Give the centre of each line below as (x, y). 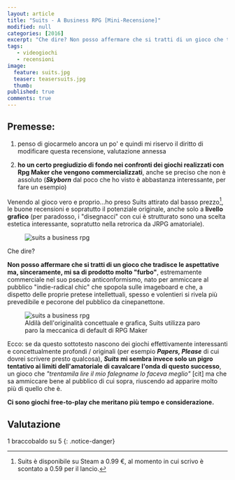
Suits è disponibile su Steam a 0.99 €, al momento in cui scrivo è (111, 461)
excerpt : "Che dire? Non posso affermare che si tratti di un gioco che (115, 40)
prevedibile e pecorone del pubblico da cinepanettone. (86, 302)
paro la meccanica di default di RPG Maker (86, 331)
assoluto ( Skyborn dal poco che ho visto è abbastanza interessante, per (121, 179)
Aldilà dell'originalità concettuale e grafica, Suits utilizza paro (113, 323)
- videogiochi (37, 53)
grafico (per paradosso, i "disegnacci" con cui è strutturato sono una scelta (116, 217)
